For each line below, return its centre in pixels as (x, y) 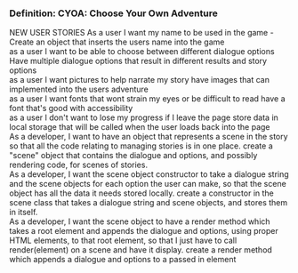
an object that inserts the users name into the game (130, 42)
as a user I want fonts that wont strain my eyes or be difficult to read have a (148, 99)
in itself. (24, 213)
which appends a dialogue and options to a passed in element (123, 260)
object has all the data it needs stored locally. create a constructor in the (141, 193)
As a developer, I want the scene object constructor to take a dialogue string (149, 174)
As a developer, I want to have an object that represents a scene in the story (149, 137)
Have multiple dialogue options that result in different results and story (138, 61)
